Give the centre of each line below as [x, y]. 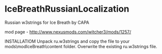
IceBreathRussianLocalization [67, 9]
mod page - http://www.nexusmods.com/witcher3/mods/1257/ [68, 32]
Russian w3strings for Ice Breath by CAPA [47, 22]
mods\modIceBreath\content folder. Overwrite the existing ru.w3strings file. [81, 46]
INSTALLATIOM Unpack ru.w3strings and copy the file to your [67, 41]
